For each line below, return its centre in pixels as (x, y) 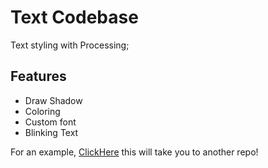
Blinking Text (51, 132)
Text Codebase (74, 17)
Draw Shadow (53, 100)
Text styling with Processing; (70, 45)
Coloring (42, 111)
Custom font (50, 122)
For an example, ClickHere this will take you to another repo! (134, 152)
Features (38, 76)
